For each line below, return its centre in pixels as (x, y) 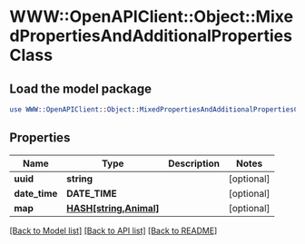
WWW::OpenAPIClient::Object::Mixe (151, 17)
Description (194, 163)
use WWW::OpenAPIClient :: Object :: (75, 110)
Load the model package (81, 88)
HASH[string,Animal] (113, 208)
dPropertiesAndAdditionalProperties (151, 36)
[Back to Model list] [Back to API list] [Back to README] (113, 230)
